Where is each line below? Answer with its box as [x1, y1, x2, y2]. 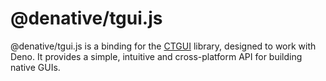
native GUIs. [10, 61, 61, 73]
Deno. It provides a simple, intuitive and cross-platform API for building [10, 50, 303, 62]
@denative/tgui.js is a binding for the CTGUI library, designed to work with [10, 40, 317, 52]
